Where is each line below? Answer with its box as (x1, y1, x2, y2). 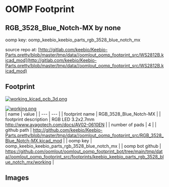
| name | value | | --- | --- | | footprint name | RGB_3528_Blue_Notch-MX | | (5, 111, 161, 117)
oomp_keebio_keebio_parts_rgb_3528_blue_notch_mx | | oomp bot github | (5, 143, 161, 149)
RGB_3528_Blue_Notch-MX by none (5, 24, 121, 32)
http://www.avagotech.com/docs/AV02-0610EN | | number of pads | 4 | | (5, 122, 157, 128)
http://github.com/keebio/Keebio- (32, 127, 103, 133)
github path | (5, 127, 32, 133)
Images (5, 173, 29, 182)
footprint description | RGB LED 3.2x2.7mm (5, 116, 95, 122)
